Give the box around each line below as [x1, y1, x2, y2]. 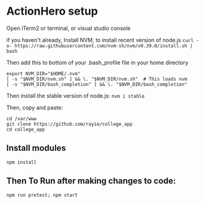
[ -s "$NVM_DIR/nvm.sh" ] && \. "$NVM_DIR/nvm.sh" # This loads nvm [6, 76, 188, 82]
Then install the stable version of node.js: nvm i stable [6, 92, 145, 99]
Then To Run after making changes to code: [6, 176, 176, 186]
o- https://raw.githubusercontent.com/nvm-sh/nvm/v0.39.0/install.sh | [6, 43, 193, 49]
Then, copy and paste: [6, 104, 63, 111]
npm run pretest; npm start [6, 192, 78, 198]
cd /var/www [6, 115, 37, 122]
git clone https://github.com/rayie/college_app [6, 121, 133, 127]
